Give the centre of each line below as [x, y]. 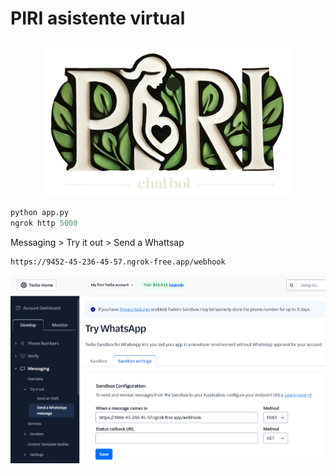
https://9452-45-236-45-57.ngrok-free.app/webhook [118, 262]
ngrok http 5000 [44, 223]
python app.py [40, 212]
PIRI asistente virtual [98, 18]
